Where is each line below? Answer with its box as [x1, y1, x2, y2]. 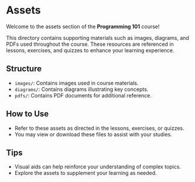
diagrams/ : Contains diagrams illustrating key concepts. [14, 86, 149, 93]
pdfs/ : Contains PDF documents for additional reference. [14, 92, 152, 99]
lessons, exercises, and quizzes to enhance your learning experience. [6, 46, 175, 53]
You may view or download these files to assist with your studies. [14, 130, 173, 138]
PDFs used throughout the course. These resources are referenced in [6, 41, 174, 48]
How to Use [6, 109, 49, 119]
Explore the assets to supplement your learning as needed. [14, 170, 157, 177]
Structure [6, 64, 42, 74]
